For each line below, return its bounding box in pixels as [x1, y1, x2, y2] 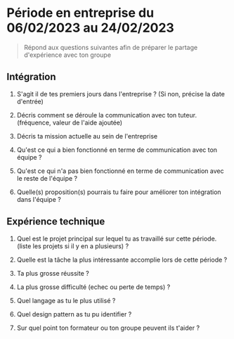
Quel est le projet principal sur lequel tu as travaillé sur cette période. [16, 234, 217, 243]
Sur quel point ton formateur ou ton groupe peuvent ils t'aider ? [16, 324, 200, 332]
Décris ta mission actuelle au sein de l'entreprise [16, 132, 158, 140]
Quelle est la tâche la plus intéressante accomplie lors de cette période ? [16, 255, 228, 264]
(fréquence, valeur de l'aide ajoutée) [16, 118, 123, 127]
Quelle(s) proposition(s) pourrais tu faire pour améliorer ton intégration [16, 188, 222, 196]
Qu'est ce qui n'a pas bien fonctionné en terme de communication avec [16, 167, 224, 175]
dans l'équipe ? [16, 195, 61, 203]
